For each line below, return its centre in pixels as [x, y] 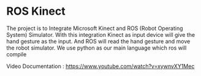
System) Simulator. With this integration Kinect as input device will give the [100, 34]
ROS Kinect [36, 11]
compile [17, 54]
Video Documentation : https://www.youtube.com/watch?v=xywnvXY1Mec [100, 66]
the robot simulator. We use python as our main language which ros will [97, 48]
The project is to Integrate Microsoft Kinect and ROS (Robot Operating [95, 28]
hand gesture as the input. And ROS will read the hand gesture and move [98, 41]
